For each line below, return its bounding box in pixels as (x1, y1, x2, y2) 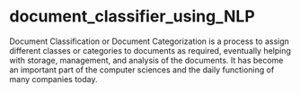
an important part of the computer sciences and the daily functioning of (9, 64, 275, 75)
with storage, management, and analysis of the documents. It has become (9, 55, 284, 65)
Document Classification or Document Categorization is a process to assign (9, 36, 290, 46)
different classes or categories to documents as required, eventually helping (9, 45, 292, 55)
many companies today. (9, 73, 98, 84)
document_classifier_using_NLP (9, 6, 256, 27)
